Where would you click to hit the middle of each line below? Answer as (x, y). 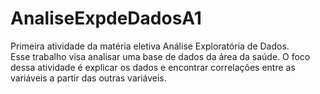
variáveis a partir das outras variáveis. (88, 78)
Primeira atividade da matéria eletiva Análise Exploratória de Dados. (150, 46)
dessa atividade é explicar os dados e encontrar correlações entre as (153, 67)
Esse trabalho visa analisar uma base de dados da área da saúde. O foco (160, 56)
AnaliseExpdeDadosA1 (106, 18)
